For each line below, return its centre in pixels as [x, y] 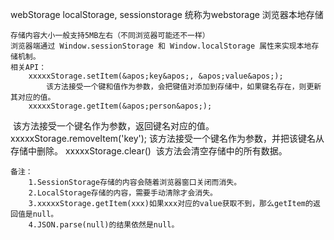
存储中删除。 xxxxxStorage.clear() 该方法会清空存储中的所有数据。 [149, 151]
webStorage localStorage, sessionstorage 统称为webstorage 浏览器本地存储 [167, 14]
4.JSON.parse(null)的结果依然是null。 [104, 225]
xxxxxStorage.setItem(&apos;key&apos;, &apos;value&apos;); [156, 76]
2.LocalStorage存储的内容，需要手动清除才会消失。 [123, 193]
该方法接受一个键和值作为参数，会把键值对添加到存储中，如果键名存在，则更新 [184, 87]
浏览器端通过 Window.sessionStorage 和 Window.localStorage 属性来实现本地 [161, 46]
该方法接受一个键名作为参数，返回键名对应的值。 [113, 126]
